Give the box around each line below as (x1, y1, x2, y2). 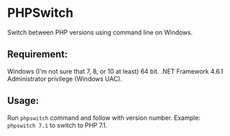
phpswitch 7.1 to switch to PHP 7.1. (7, 121, 108, 129)
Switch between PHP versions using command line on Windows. (7, 28, 193, 36)
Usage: (7, 95, 40, 107)
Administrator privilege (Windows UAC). (7, 74, 122, 83)
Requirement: (7, 48, 69, 60)
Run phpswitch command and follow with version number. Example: (7, 114, 201, 122)
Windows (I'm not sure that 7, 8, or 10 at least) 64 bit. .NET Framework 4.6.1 (7, 67, 224, 75)
